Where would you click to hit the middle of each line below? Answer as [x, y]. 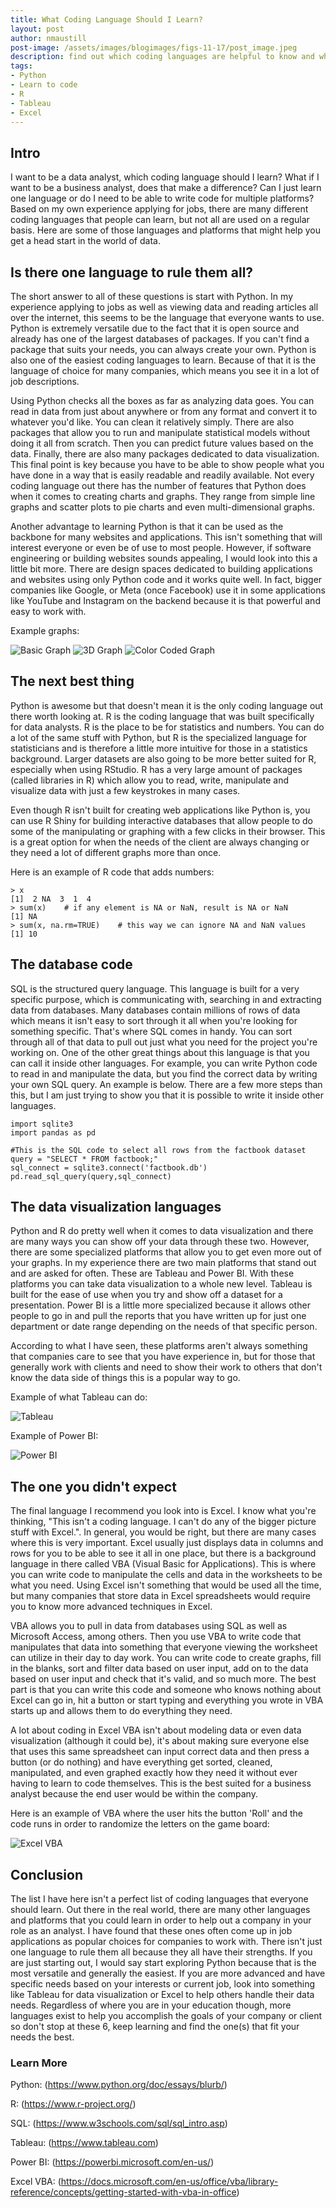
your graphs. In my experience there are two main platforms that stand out [163, 1263]
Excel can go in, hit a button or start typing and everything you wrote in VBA [167, 1700]
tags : [21, 66]
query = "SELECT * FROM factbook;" [84, 1159]
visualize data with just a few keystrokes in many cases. [125, 790]
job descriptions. [45, 381]
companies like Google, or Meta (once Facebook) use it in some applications [168, 590]
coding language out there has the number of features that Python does [158, 485]
